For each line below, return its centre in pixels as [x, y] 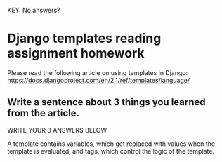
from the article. [43, 113]
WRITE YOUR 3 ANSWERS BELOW [57, 130]
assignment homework [76, 54]
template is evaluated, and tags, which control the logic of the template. [111, 151]
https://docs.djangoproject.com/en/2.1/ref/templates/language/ [99, 80]
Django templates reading [84, 39]
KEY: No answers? [34, 10]
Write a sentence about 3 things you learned [106, 102]
